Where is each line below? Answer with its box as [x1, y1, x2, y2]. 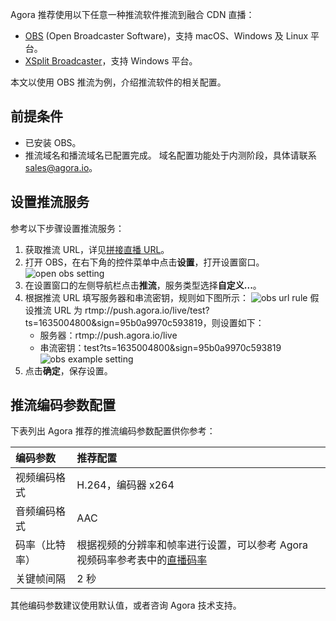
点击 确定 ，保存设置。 [24, 364, 113, 377]
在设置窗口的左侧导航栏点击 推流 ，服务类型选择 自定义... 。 [24, 279, 262, 291]
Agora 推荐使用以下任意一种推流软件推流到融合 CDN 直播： [10, 9, 255, 20]
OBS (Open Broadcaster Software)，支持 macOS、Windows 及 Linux [24, 30, 309, 42]
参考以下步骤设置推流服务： [10, 222, 125, 234]
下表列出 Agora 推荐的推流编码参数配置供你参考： [10, 425, 216, 437]
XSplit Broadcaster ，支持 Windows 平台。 [24, 55, 198, 67]
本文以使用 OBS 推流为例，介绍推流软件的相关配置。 [10, 76, 227, 88]
